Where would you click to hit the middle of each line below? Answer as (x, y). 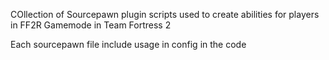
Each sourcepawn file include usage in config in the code (128, 44)
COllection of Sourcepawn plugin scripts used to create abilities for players (165, 14)
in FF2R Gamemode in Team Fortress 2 (91, 25)
